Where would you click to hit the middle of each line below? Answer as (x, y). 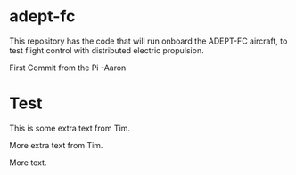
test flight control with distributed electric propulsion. (107, 50)
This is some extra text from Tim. (70, 128)
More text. (28, 163)
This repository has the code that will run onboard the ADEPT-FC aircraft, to (148, 41)
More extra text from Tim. (56, 145)
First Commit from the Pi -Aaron (68, 68)
